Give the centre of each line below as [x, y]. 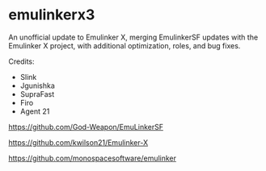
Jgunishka [37, 85]
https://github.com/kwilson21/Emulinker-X [78, 142]
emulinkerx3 [52, 15]
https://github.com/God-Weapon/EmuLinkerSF [86, 127]
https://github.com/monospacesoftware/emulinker [92, 158]
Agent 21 [35, 111]
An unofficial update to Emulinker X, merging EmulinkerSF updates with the [133, 37]
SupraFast [37, 94]
